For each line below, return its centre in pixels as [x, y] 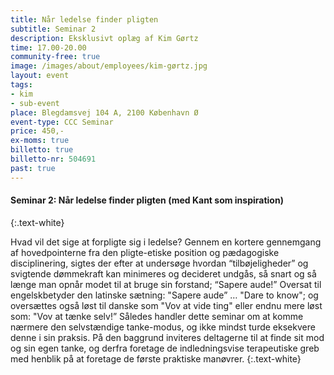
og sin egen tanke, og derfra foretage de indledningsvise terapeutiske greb [165, 348]
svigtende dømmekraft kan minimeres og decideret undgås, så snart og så [163, 273]
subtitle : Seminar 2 [53, 29]
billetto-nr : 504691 [53, 159]
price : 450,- [37, 131]
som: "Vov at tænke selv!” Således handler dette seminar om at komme [157, 316]
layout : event [40, 76]
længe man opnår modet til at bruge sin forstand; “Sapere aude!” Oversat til [166, 284]
